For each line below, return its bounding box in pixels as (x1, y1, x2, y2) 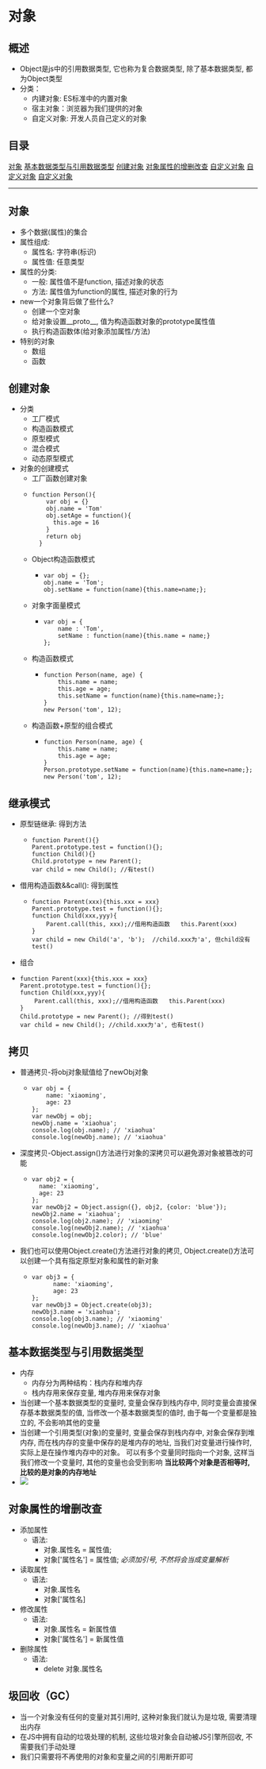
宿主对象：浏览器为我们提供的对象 (31, 104, 143, 113)
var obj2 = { (31, 1176, 75, 1184)
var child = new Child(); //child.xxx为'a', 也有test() (19, 1022, 204, 1029)
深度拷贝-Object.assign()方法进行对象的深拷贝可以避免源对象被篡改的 (19, 1149, 247, 1158)
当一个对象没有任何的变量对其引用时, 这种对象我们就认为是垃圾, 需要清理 (19, 1712, 257, 1721)
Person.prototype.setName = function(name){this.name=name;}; (43, 766, 253, 774)
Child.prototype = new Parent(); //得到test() (19, 1013, 174, 1021)
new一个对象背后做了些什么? (19, 296, 114, 306)
